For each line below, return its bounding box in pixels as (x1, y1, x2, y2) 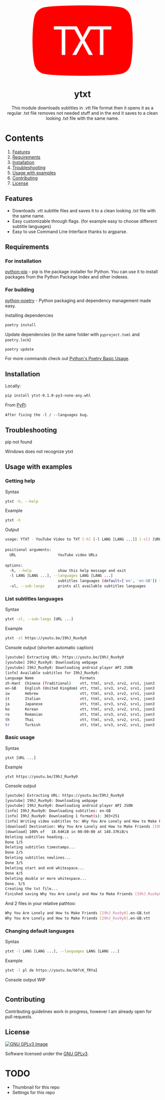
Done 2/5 (5, 850, 23, 855)
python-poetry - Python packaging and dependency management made (5, 298, 151, 303)
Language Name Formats (5, 675, 96, 680)
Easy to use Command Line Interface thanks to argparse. (12, 229, 128, 234)
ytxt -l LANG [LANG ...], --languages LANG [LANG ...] (5, 949, 120, 954)
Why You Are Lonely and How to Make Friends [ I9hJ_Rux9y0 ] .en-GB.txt (5, 911, 151, 916)
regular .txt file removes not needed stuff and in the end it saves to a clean (7, 110, 158, 116)
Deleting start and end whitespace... (5, 866, 84, 870)
